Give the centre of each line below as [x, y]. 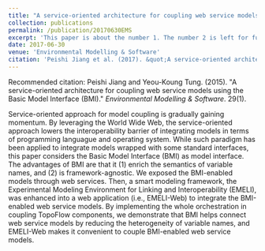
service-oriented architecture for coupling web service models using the [126, 90]
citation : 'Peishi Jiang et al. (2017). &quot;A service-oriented [119, 60]
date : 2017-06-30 [37, 45]
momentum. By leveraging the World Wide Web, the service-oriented [120, 122]
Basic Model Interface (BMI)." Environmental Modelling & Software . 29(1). [127, 99]
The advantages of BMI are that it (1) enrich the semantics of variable [121, 164]
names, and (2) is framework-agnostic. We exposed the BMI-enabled [121, 172]
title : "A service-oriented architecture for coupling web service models [134, 15]
